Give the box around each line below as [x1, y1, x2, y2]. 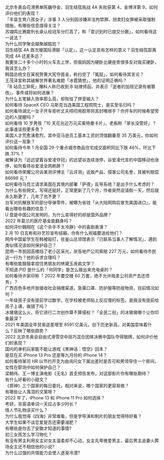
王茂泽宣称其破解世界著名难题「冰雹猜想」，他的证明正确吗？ [5, 78, 127, 83]
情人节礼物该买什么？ [5, 407, 48, 413]
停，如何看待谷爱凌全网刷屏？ [5, 163, 65, 168]
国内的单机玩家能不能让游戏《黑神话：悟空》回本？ [5, 346, 108, 352]
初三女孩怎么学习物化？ [5, 432, 52, 437]
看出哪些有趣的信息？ [5, 206, 48, 211]
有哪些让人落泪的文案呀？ [5, 389, 57, 395]
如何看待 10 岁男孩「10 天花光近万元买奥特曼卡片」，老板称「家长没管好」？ [5, 120, 157, 126]
